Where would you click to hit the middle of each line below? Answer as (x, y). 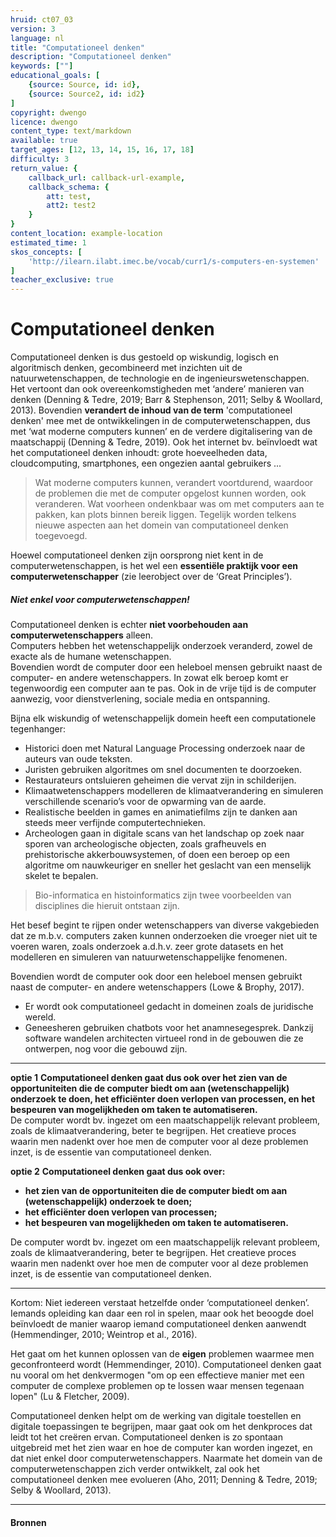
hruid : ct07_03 (42, 19)
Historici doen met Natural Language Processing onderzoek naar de (165, 748)
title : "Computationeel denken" (77, 47)
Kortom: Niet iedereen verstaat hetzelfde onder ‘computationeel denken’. (160, 1303)
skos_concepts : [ (46, 252)
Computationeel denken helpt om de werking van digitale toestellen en (156, 1416)
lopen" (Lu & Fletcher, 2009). (70, 1397)
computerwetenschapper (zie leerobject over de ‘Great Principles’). (151, 577)
